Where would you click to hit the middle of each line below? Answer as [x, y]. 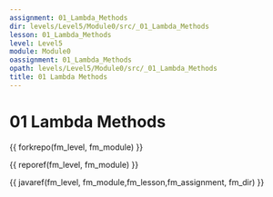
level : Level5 [36, 43]
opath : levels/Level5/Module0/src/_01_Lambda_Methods [114, 69]
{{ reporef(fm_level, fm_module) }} [74, 164]
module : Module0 [40, 52]
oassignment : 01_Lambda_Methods [71, 60]
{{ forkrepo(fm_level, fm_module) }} [76, 147]
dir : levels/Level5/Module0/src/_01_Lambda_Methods [109, 26]
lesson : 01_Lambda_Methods [61, 34]
